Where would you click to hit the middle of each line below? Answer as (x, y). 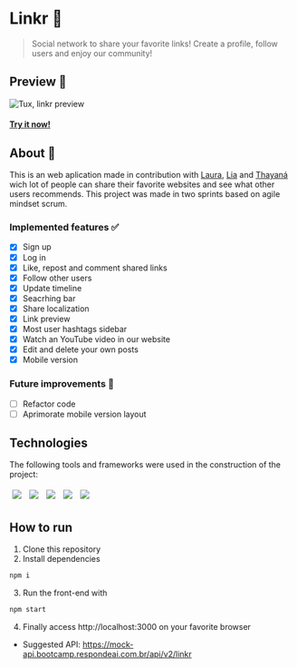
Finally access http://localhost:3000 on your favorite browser (137, 627)
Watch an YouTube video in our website (96, 339)
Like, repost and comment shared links (95, 268)
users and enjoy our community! (92, 53)
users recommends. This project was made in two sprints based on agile (145, 194)
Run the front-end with (65, 593)
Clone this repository (62, 549)
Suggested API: (52, 644)
